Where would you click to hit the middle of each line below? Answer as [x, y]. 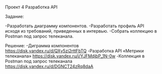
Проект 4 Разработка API [31, 7]
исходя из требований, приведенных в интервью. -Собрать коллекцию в [81, 31]
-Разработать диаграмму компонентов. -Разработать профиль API [75, 26]
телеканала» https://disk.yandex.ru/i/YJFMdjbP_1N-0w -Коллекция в [75, 56]
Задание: [15, 16]
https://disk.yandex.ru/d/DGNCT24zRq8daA [49, 66]
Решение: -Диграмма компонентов [42, 46]
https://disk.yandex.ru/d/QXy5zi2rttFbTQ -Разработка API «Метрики [74, 51]
